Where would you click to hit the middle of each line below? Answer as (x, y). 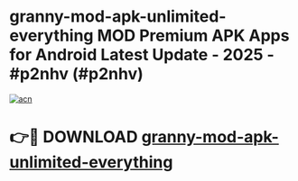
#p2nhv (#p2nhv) (77, 74)
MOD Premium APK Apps (193, 36)
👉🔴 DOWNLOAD (74, 137)
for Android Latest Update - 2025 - (142, 55)
